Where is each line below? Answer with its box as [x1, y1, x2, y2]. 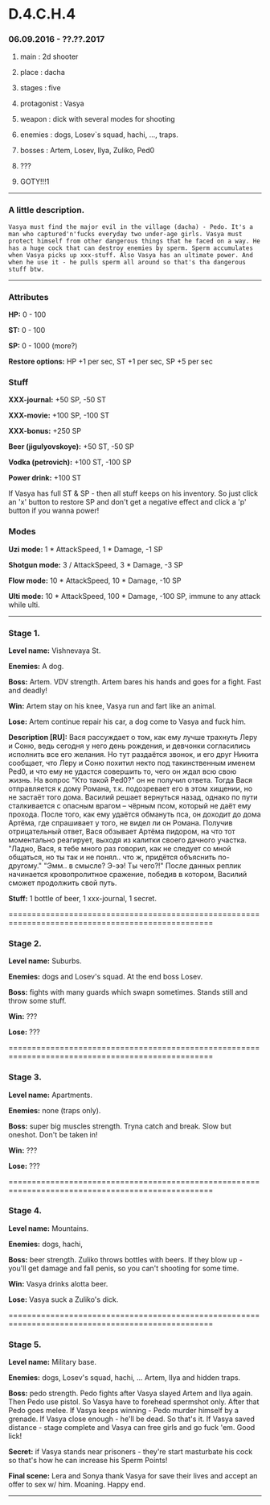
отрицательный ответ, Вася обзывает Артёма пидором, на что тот [8, 826, 235, 836]
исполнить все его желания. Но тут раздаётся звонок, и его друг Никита [8, 749, 259, 759]
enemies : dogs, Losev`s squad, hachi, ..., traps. [19, 130, 178, 139]
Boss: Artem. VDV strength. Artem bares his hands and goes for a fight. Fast [8, 676, 262, 686]
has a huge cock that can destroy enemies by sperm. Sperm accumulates [8, 243, 253, 252]
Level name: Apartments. [8, 1090, 93, 1100]
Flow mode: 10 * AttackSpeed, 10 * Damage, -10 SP [8, 576, 182, 585]
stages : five [19, 83, 62, 93]
